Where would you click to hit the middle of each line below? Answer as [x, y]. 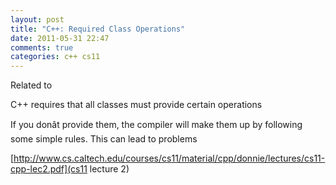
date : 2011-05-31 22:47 [60, 38]
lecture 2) [109, 169]
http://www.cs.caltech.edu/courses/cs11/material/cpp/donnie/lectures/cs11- [169, 158]
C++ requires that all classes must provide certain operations [136, 105]
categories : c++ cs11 [55, 57]
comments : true [42, 47]
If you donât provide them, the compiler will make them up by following [156, 125]
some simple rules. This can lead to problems [104, 139]
